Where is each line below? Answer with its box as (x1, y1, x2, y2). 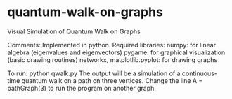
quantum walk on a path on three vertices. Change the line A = (21, 76, 203, 84)
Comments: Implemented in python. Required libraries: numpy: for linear (7, 40, 217, 49)
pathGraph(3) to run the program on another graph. (7, 84, 157, 92)
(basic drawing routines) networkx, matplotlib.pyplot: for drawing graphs (7, 55, 218, 63)
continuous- (181, 69, 218, 77)
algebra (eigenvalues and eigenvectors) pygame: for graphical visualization (7, 48, 226, 56)
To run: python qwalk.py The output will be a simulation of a (7, 69, 181, 77)
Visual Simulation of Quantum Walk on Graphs (7, 27, 141, 36)
